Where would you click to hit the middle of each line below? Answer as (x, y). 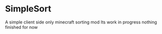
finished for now (21, 27)
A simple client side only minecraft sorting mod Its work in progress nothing (81, 22)
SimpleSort (28, 9)
